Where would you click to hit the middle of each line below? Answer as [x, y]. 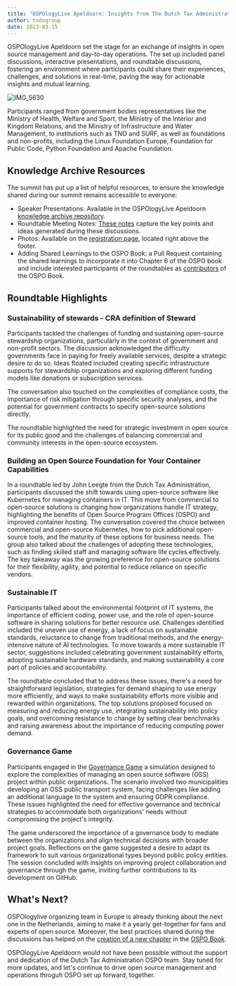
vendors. [20, 574]
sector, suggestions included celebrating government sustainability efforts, [116, 652]
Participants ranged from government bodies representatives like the [107, 111]
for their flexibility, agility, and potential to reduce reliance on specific [107, 567]
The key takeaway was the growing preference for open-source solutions [113, 560]
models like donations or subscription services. [76, 378]
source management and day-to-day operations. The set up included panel [116, 54]
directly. [19, 414]
